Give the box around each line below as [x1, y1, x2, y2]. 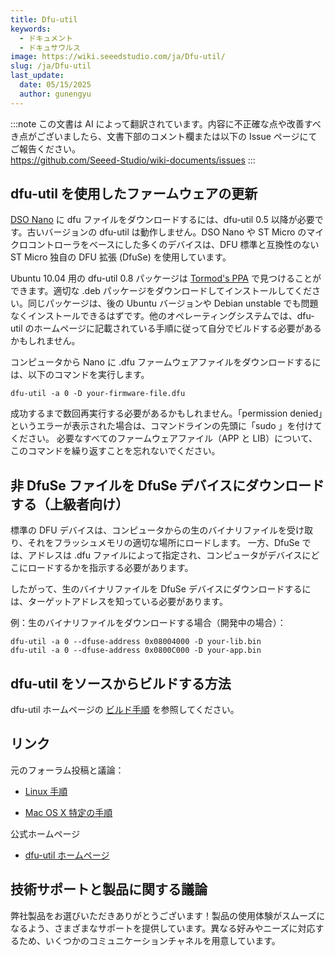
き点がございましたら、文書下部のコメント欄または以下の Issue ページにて [10, 130, 318, 142]
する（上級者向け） [10, 496, 129, 513]
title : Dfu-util [10, 14, 78, 25]
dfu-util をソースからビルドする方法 [10, 675, 232, 692]
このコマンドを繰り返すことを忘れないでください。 [10, 445, 221, 457]
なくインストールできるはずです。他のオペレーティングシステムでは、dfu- [10, 310, 315, 322]
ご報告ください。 [10, 142, 81, 155]
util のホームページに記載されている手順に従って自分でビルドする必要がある [10, 322, 322, 335]
